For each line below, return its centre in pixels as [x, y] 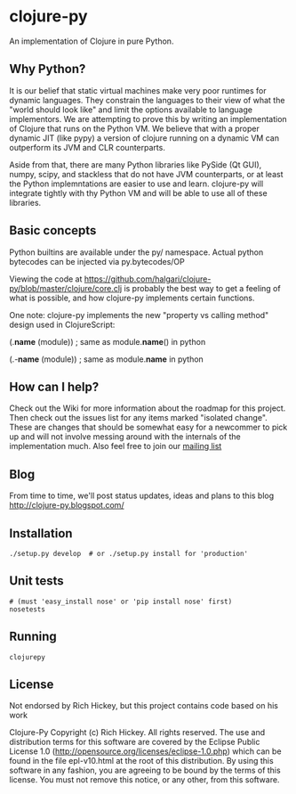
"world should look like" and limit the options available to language [131, 110]
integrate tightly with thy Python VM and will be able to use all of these [139, 192]
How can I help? [54, 386]
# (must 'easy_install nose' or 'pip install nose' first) [121, 602]
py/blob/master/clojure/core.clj [66, 288]
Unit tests [36, 581]
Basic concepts [53, 230]
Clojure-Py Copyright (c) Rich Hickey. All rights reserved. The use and [137, 733]
